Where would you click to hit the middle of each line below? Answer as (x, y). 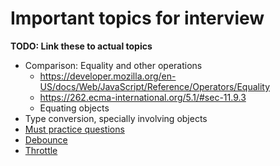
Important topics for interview (137, 18)
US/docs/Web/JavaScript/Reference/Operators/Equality (155, 86)
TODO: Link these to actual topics (81, 46)
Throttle (41, 150)
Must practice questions (74, 129)
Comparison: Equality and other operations (113, 65)
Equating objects (74, 108)
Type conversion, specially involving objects (116, 118)
